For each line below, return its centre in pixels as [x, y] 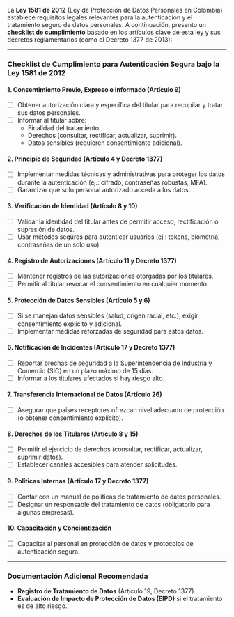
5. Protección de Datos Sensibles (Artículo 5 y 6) [79, 300]
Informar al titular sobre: [52, 120]
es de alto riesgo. [42, 606]
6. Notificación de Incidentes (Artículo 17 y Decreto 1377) [91, 347]
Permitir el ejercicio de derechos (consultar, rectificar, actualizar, [110, 449]
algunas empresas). [46, 512]
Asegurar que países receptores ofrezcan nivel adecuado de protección [120, 410]
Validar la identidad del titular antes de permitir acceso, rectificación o [118, 221]
